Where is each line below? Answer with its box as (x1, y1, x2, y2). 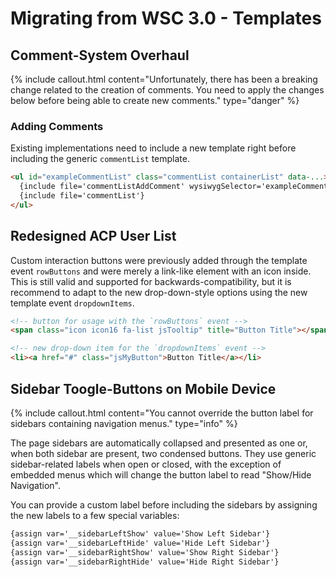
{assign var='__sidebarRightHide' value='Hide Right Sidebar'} (10, 557, 280, 567)
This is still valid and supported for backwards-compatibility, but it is (10, 275, 292, 287)
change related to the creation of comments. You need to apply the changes (10, 84, 325, 96)
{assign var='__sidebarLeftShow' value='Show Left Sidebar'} (10, 528, 271, 539)
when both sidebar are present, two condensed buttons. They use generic (10, 447, 317, 459)
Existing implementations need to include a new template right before (10, 142, 297, 154)
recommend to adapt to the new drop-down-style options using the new (10, 286, 308, 298)
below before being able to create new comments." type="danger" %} (10, 95, 300, 106)
